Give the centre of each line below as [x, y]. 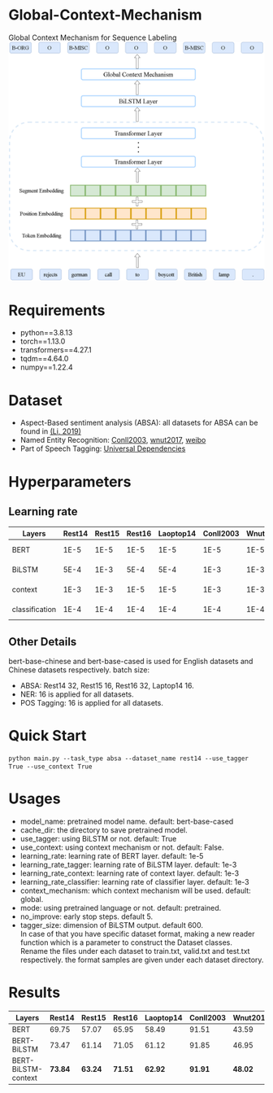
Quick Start [48, 736]
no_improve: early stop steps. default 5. [86, 916]
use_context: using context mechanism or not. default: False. [122, 847]
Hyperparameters [70, 481]
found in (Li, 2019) [50, 431]
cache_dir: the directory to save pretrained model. [104, 830]
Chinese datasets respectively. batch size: [79, 670]
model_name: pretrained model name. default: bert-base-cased [127, 822]
